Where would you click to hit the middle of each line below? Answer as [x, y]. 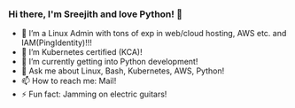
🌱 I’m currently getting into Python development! [109, 62]
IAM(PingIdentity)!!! [56, 42]
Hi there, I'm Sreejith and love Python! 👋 [96, 14]
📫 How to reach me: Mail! [69, 81]
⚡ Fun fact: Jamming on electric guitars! [94, 94]
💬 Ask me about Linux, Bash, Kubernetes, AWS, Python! [123, 71]
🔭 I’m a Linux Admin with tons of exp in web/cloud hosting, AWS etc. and [154, 34]
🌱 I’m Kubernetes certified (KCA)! [82, 52]
